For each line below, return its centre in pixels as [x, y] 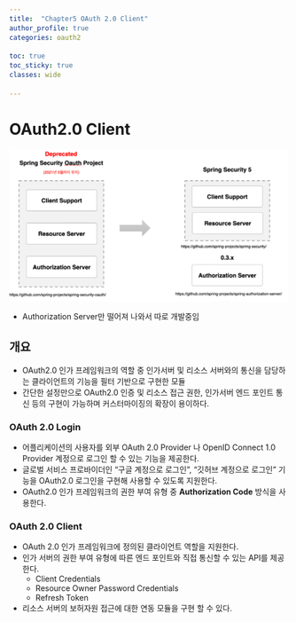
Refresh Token [62, 598]
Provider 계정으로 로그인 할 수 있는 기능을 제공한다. [110, 458]
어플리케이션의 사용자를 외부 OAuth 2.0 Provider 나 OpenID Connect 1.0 [149, 447]
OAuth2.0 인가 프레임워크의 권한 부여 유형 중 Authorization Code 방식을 [149, 492]
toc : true [27, 56]
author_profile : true [49, 28]
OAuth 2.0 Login [45, 427]
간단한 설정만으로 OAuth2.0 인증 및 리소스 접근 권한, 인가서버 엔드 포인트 [148, 392]
